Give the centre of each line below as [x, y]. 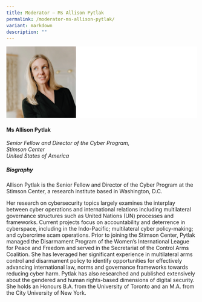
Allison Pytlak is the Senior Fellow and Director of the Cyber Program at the [100, 185]
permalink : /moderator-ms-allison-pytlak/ [60, 19]
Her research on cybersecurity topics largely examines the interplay [91, 203]
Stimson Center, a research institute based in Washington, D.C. [84, 191]
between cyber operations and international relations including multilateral [99, 210]
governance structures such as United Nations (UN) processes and [90, 216]
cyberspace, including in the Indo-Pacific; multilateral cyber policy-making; [100, 229]
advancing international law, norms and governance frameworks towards [97, 267]
